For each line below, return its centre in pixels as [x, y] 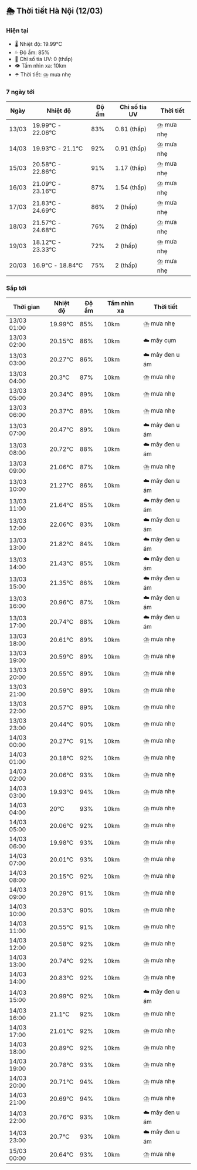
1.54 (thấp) [131, 188]
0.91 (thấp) [131, 149]
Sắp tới [16, 288]
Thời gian [26, 307]
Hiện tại [17, 31]
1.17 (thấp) [131, 168]
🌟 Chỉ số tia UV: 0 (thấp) [44, 59]
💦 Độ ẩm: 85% [32, 52]
